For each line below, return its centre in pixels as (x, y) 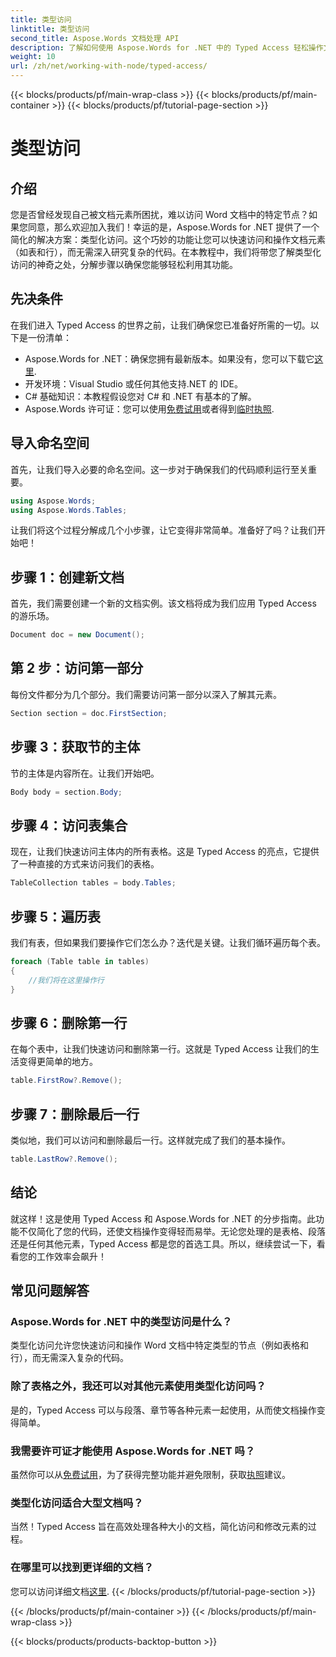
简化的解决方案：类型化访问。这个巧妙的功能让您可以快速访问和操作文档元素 (168, 239)
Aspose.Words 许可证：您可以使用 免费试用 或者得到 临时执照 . (149, 408)
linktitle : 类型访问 (50, 29)
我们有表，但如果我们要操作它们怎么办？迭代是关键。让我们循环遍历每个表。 (168, 942)
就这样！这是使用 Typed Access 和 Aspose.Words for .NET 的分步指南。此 (163, 1218)
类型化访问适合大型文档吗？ (77, 1503)
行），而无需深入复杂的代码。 (69, 1358)
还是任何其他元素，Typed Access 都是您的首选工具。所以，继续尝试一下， (163, 1243)
